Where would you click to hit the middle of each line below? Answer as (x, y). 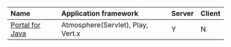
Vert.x (71, 33)
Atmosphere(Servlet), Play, (105, 25)
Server (183, 13)
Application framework (100, 13)
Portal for (26, 25)
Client (210, 13)
